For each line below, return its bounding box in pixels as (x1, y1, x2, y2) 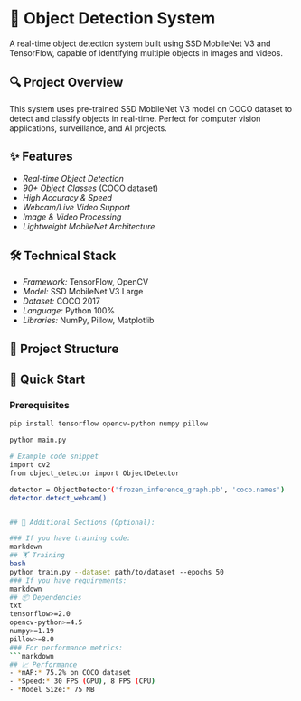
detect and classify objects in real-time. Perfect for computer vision (9, 113, 261, 124)
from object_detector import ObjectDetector (9, 469, 180, 478)
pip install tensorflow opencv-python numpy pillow (9, 419, 208, 428)
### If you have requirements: (9, 575, 127, 585)
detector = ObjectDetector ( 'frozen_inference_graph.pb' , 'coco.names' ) (9, 485, 285, 494)
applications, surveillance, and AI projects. (9, 122, 167, 134)
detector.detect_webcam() (9, 493, 107, 502)
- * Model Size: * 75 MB (9, 686, 95, 695)
